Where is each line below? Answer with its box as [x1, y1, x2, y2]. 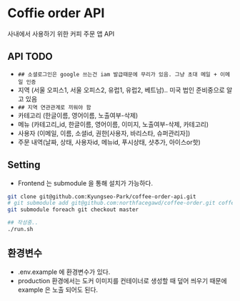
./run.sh [7, 226, 34, 233]
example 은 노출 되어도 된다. [17, 285, 99, 294]
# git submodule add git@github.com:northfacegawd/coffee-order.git [7, 200, 216, 207]
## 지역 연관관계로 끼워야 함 [17, 103, 91, 111]
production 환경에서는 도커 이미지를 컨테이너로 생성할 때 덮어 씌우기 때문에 [17, 276, 227, 285]
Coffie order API [7, 5, 105, 21]
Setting [7, 159, 41, 171]
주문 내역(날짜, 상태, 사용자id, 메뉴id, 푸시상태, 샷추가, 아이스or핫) [17, 138, 201, 146]
